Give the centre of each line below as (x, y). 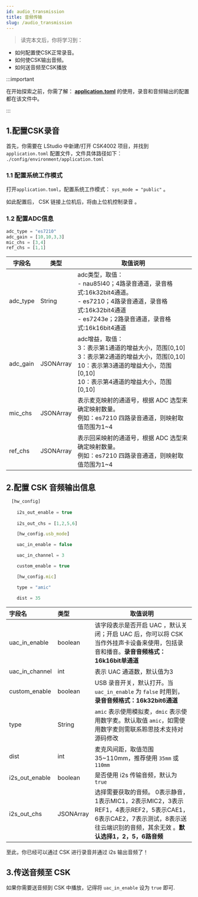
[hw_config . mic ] (37, 577)
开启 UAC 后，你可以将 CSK (145, 634)
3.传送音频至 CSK (38, 872)
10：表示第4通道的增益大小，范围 (125, 382)
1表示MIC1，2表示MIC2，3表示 (139, 801)
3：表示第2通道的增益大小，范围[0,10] (131, 357)
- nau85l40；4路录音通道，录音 (122, 284)
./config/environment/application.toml (55, 160)
